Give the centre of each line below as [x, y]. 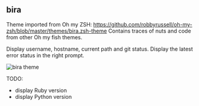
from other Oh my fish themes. [44, 37]
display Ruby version [41, 90]
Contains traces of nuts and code [150, 31]
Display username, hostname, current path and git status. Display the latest [99, 49]
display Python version [43, 96]
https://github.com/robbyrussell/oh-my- [143, 24]
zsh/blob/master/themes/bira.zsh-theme [57, 31]
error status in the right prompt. [45, 55]
